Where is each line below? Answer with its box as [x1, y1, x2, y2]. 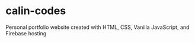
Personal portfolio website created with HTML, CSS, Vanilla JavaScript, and [5, 24, 190, 31]
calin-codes [5, 4, 66, 18]
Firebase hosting [5, 29, 47, 37]
